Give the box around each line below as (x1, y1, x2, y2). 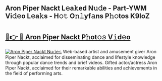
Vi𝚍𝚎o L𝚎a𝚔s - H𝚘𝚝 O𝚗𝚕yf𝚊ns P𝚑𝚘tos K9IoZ (5, 12, 150, 21)
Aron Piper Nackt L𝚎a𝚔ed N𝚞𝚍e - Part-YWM (5, 4, 147, 13)
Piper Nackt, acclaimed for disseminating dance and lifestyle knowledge (5, 54, 155, 60)
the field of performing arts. (5, 70, 63, 76)
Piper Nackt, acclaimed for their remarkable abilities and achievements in (5, 65, 157, 71)
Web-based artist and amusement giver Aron (63, 49, 157, 54)
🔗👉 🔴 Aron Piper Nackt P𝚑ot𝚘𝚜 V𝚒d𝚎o (5, 33, 131, 41)
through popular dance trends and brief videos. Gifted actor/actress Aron (5, 60, 157, 65)
